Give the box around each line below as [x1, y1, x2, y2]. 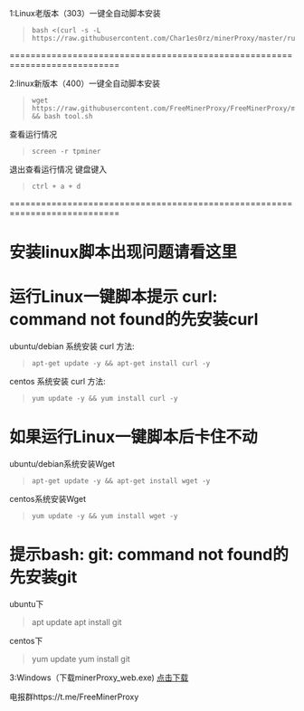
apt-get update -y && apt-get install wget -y [31, 477, 211, 486]
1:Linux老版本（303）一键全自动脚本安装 [9, 8, 161, 18]
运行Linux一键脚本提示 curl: [9, 287, 218, 308]
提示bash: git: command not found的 [9, 545, 290, 565]
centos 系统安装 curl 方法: [9, 376, 106, 387]
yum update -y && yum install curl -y [31, 394, 178, 403]
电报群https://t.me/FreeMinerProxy [9, 691, 139, 702]
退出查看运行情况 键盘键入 [9, 164, 107, 175]
